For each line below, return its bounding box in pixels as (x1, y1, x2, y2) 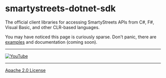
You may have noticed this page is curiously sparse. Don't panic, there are (5, 34, 157, 40)
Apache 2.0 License (5, 67, 46, 73)
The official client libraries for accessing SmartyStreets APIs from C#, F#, (5, 19, 155, 25)
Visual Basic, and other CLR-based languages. (5, 24, 100, 30)
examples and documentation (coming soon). (5, 39, 98, 45)
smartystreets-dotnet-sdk (5, 3, 116, 14)
